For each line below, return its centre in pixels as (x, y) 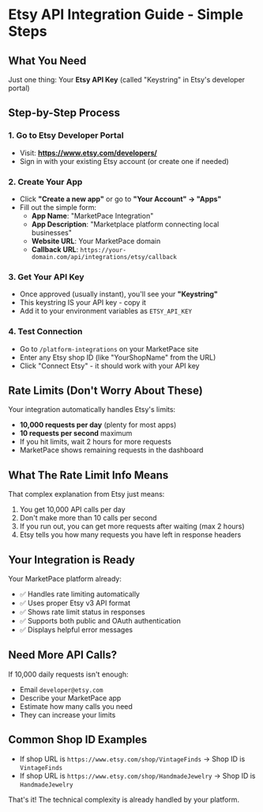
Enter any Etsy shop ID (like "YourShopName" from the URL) (118, 357)
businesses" (52, 232)
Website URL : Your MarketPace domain (96, 241)
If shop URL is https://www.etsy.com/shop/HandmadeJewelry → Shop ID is (137, 776)
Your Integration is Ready (72, 560)
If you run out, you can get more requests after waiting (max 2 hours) (132, 526)
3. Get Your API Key (46, 276)
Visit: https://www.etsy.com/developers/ (88, 153)
